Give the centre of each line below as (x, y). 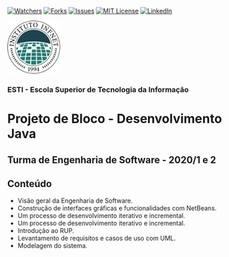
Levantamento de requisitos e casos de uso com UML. (97, 238)
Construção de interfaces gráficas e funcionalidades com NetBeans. (117, 208)
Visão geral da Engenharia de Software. (75, 201)
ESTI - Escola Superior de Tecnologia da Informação (98, 90)
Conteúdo (30, 184)
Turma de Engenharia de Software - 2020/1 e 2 (112, 160)
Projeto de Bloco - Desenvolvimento (115, 119)
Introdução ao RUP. (46, 231)
